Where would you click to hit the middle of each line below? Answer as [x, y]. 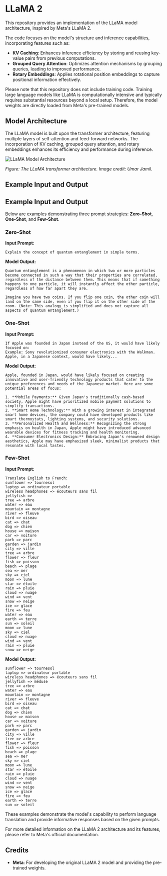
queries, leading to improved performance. [56, 69]
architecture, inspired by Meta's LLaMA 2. [48, 28]
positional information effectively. [47, 79]
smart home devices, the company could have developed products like [79, 415]
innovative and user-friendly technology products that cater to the [79, 379]
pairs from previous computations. [60, 58]
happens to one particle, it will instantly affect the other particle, [82, 284]
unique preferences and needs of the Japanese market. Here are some [79, 384]
